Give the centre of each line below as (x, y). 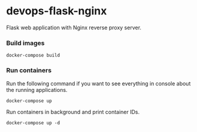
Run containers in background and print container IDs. (73, 112)
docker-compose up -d (33, 123)
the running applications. (37, 90)
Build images (25, 43)
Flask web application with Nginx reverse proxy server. (74, 27)
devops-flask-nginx (57, 11)
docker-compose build (33, 56)
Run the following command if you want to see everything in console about (99, 83)
